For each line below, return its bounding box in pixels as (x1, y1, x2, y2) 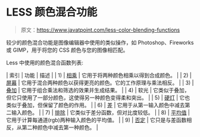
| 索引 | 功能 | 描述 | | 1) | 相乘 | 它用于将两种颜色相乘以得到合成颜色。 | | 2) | (6, 71, 192, 79)
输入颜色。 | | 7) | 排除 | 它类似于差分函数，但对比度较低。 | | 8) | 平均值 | (11, 108, 190, 116)
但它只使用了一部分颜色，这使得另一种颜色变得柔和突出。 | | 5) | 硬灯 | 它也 (6, 94, 190, 101)
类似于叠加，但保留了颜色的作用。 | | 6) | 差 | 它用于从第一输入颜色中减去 (6, 101, 185, 108)
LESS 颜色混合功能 (6, 5, 98, 19)
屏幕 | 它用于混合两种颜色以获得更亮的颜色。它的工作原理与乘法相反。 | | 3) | (6, 79, 194, 86)
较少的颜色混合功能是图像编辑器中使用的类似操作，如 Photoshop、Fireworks (6, 39, 194, 46)
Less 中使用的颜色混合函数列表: (6, 59, 83, 66)
